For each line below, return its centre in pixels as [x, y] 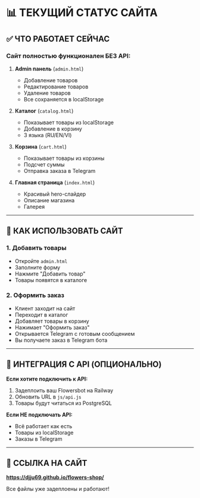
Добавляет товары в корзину [52, 321]
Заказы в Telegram [38, 439]
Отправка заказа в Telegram [60, 171]
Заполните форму [37, 267]
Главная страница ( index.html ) [55, 182]
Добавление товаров [51, 80]
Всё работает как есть [43, 426]
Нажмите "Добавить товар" [50, 274]
